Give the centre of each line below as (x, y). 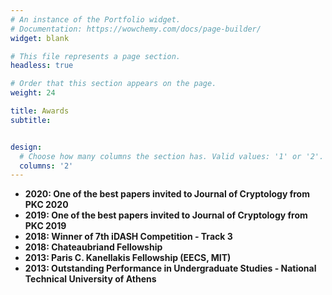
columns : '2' (46, 166)
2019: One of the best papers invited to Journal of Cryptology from (166, 215)
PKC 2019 (45, 226)
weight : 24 (33, 93)
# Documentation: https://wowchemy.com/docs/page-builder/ (136, 29)
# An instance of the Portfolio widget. (96, 19)
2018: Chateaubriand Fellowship (93, 247)
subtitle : (31, 120)
